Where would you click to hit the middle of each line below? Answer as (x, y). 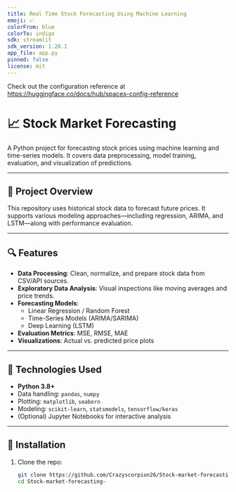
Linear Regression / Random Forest (79, 311)
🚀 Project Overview (50, 191)
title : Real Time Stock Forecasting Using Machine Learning (97, 14)
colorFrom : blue (31, 27)
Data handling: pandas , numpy (58, 394)
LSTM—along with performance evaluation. (70, 223)
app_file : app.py (33, 53)
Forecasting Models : (48, 303)
